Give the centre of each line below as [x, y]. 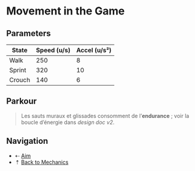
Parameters [29, 33]
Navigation [27, 141]
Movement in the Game [66, 11]
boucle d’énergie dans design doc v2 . [68, 122]
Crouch [20, 80]
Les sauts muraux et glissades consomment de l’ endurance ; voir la [105, 116]
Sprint [18, 70]
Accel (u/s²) [94, 50]
